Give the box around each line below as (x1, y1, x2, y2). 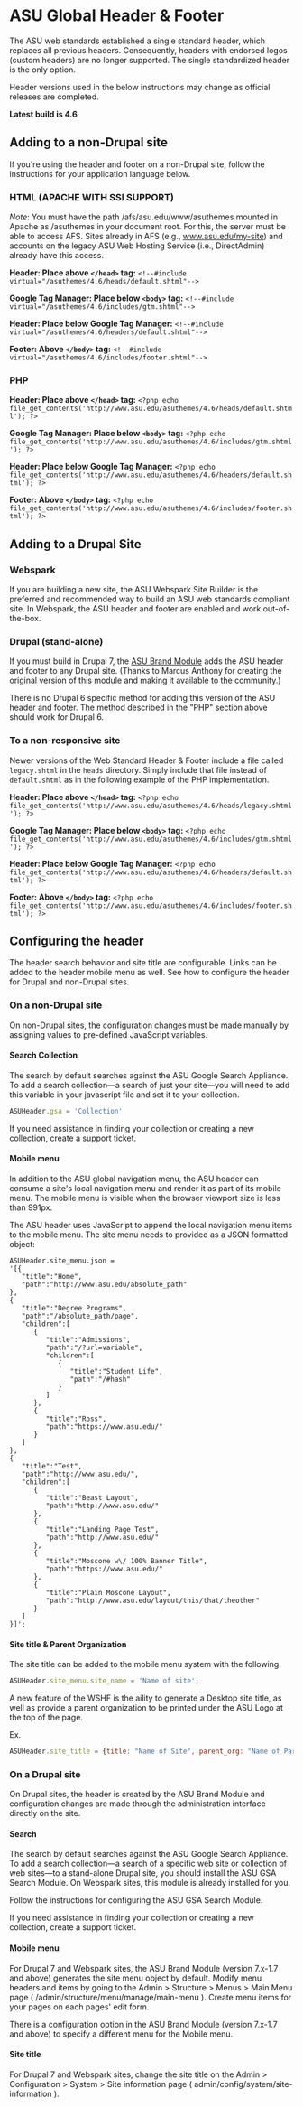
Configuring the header (9, 934, 144, 949)
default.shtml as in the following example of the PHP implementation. (9, 774, 270, 785)
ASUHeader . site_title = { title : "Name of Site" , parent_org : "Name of (9, 1747, 280, 1757)
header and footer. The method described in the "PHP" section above (9, 702, 268, 713)
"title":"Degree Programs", (21, 1304, 127, 1313)
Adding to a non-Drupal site (9, 135, 169, 150)
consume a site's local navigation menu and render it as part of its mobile (9, 1183, 282, 1194)
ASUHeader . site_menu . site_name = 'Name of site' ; (9, 1676, 200, 1685)
